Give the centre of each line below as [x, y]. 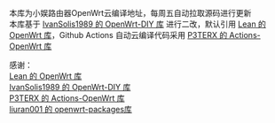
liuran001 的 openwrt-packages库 [71, 109]
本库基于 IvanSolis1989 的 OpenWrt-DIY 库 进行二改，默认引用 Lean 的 [137, 24]
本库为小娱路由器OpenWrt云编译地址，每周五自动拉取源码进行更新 [130, 13]
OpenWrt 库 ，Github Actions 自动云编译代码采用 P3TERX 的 [118, 35]
